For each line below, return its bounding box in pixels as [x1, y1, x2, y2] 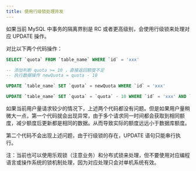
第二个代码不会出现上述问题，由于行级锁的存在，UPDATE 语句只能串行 [6, 132, 176, 139]
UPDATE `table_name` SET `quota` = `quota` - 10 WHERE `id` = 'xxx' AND [6, 94, 187, 100]
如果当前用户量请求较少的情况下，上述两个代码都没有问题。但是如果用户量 [6, 105, 185, 111]
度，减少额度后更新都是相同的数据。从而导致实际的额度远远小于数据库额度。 [6, 120, 190, 126]
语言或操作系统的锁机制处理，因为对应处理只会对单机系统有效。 [6, 159, 159, 166]
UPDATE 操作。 [12, 33, 50, 40]
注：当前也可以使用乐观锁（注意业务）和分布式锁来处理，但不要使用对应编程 [6, 152, 190, 158]
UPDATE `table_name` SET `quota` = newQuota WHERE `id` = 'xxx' [6, 83, 166, 89]
